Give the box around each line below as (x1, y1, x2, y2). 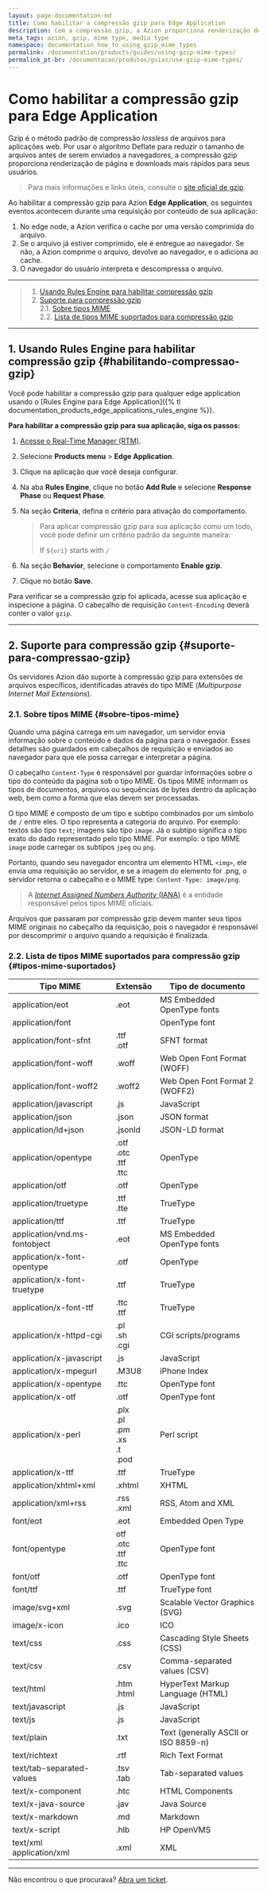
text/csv (12, 1661, 43, 1672)
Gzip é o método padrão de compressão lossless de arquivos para (8, 133, 226, 143)
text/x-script (12, 1824, 60, 1836)
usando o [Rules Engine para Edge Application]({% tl (8, 396, 181, 406)
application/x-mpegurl (12, 1365, 98, 1377)
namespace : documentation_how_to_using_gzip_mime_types (8, 41, 197, 49)
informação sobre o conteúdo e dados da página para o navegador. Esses (8, 736, 251, 745)
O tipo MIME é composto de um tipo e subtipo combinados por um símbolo (8, 808, 254, 818)
